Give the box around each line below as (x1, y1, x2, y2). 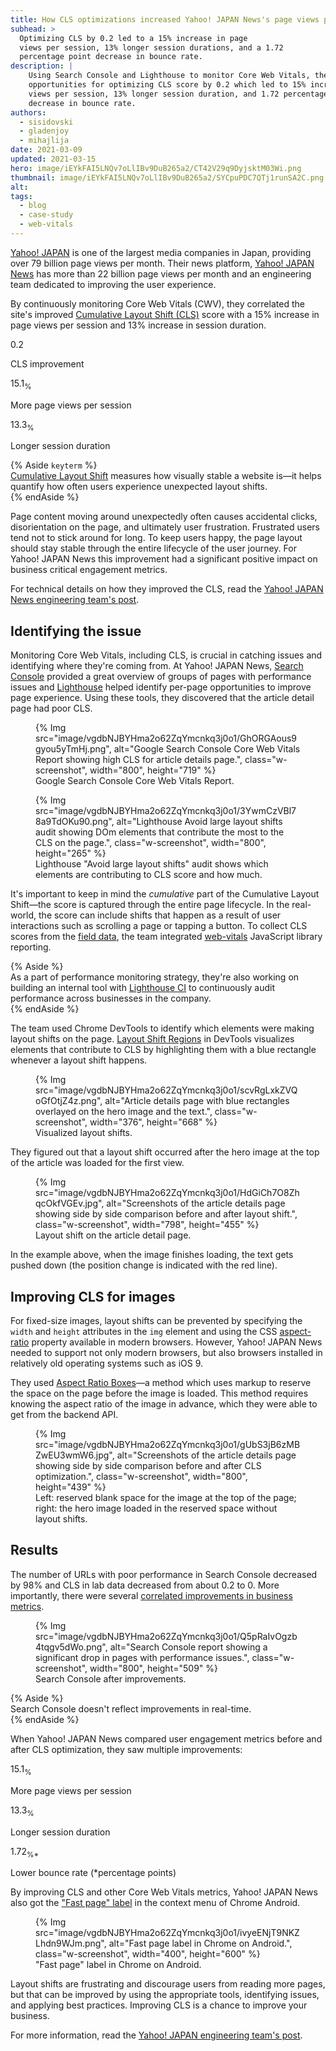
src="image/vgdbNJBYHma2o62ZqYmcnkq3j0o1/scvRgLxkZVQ (35, 1084, 298, 1096)
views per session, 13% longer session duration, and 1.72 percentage (28, 89, 329, 99)
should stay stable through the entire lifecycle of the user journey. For (10, 542, 297, 555)
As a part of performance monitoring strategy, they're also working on (10, 971, 300, 983)
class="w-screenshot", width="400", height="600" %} (35, 1948, 261, 1960)
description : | (10, 61, 74, 71)
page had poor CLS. (10, 702, 93, 715)
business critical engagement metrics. (10, 564, 168, 576)
